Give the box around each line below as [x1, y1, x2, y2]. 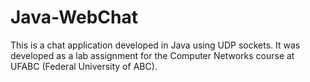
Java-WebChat [10, 6, 138, 29]
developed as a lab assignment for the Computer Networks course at [10, 49, 295, 61]
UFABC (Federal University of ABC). [10, 60, 158, 72]
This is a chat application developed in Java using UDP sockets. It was [10, 39, 301, 51]
